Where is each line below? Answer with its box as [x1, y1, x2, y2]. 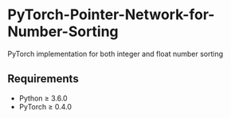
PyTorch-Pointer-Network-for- [7, 6, 215, 24]
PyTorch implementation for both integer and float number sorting [7, 49, 224, 58]
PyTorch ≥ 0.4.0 [18, 101, 72, 111]
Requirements [7, 72, 79, 85]
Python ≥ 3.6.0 [18, 93, 69, 103]
